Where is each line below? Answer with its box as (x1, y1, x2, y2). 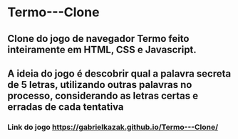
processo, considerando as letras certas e (7, 89, 198, 101)
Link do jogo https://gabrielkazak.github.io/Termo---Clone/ (7, 122, 219, 132)
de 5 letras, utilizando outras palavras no (7, 79, 192, 91)
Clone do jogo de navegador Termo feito (7, 33, 190, 45)
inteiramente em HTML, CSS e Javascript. (7, 43, 197, 55)
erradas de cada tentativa (7, 101, 124, 113)
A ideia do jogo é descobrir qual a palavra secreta (7, 67, 232, 79)
